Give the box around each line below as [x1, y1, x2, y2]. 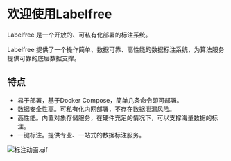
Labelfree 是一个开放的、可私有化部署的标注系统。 [7, 31, 152, 39]
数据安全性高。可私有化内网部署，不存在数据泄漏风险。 [17, 105, 176, 113]
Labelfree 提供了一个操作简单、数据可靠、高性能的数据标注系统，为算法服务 [7, 45, 225, 53]
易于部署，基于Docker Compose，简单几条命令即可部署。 [17, 96, 183, 104]
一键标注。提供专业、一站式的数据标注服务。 [17, 130, 146, 139]
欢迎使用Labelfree [7, 6, 112, 22]
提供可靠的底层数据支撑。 [7, 53, 80, 62]
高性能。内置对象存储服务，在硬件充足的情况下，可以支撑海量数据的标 [17, 113, 219, 121]
